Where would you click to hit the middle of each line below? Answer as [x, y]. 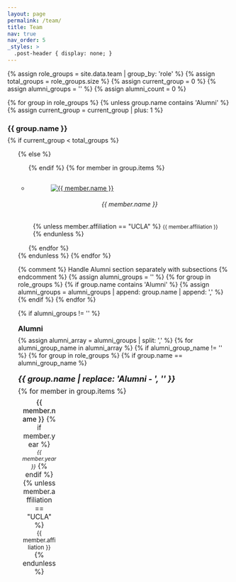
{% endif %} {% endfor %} [57, 300]
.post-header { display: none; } [63, 54]
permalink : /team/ [34, 21]
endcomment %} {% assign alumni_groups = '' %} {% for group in [114, 277]
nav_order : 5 [27, 40]
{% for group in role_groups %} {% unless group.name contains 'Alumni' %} [118, 102]
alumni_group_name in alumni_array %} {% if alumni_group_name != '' [120, 348]
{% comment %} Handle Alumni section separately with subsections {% [123, 269]
